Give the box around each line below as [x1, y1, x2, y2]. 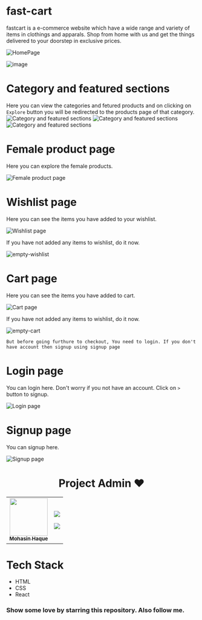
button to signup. [6, 391, 49, 398]
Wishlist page [6, 196, 77, 209]
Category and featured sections [6, 82, 170, 96]
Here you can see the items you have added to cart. [6, 292, 135, 299]
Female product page [6, 142, 116, 156]
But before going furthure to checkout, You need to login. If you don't [6, 338, 197, 345]
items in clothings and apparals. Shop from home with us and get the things [6, 30, 195, 38]
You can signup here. [6, 443, 59, 450]
